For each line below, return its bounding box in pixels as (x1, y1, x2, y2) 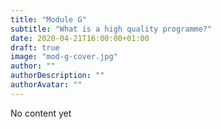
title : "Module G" (10, 14, 87, 25)
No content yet (10, 107, 72, 119)
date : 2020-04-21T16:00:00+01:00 (10, 33, 150, 43)
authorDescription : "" (10, 71, 105, 81)
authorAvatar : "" (10, 80, 83, 90)
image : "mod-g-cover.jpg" (10, 52, 118, 62)
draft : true (10, 42, 60, 53)
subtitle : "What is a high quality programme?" (10, 24, 213, 34)
